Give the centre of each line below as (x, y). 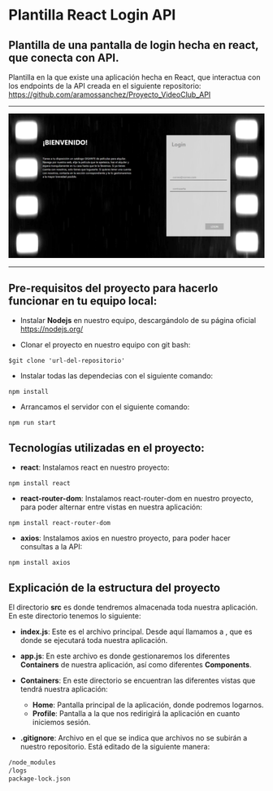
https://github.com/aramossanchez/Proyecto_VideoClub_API (110, 94)
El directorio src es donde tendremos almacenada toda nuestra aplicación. (133, 607)
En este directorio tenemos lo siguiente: (75, 615)
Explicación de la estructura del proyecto (115, 588)
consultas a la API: (51, 547)
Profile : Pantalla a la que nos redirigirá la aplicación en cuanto (136, 713)
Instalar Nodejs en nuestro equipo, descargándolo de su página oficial (138, 321)
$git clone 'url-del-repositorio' (67, 361)
